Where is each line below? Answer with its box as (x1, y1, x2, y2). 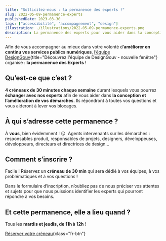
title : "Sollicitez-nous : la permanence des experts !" (5, 7, 125, 12)
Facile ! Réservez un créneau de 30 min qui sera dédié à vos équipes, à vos (5, 168, 160, 174)
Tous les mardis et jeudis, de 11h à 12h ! (5, 221, 86, 227)
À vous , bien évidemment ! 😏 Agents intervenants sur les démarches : (5, 130, 150, 136)
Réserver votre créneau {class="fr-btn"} (5, 231, 86, 237)
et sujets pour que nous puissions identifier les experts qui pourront (5, 189, 143, 194)
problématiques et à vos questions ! (5, 174, 78, 180)
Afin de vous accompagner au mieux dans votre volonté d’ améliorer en (5, 44, 151, 49)
